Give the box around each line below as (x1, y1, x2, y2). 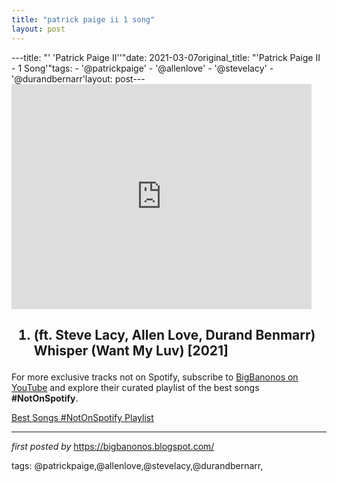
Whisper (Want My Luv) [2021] (33, 342, 229, 359)
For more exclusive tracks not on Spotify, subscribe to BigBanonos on (11, 371, 299, 383)
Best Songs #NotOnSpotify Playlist (11, 411, 154, 423)
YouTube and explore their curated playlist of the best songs (11, 381, 260, 393)
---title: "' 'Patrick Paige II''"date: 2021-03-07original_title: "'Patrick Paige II (11, 51, 321, 63)
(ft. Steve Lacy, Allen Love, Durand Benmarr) (33, 326, 316, 343)
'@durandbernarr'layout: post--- (11, 72, 146, 85)
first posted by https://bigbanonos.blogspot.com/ (11, 440, 215, 452)
